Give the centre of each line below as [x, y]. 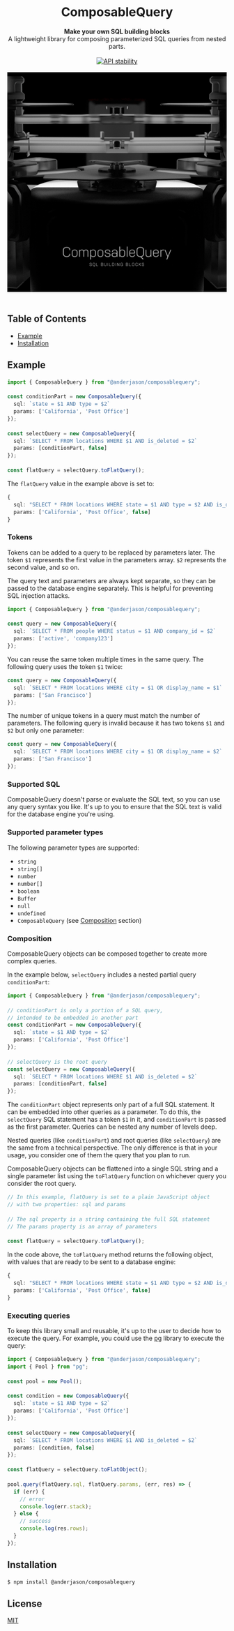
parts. [117, 46]
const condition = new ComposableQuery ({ [68, 1396]
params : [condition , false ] [54, 1448]
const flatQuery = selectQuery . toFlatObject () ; [78, 1470]
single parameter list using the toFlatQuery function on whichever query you [117, 1176]
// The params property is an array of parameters [82, 1226]
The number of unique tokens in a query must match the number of [104, 716]
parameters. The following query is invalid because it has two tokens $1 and [116, 723]
